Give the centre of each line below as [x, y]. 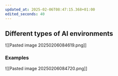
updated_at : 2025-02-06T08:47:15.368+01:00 [50, 9]
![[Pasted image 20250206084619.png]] [46, 45]
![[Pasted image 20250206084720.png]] [46, 68]
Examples [17, 58]
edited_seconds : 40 [25, 14]
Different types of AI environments [59, 34]
